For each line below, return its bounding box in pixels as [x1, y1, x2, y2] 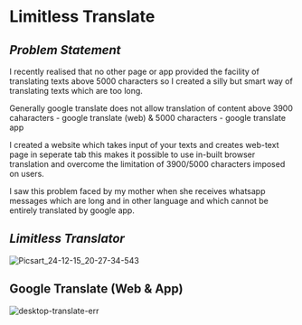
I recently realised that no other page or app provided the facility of [9, 66, 260, 77]
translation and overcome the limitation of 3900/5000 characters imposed [9, 159, 286, 169]
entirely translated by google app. [9, 205, 136, 216]
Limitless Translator [9, 231, 125, 246]
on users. [9, 169, 45, 179]
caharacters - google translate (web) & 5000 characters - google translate [9, 113, 287, 123]
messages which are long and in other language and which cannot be [9, 196, 269, 206]
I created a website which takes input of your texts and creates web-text [9, 140, 279, 150]
